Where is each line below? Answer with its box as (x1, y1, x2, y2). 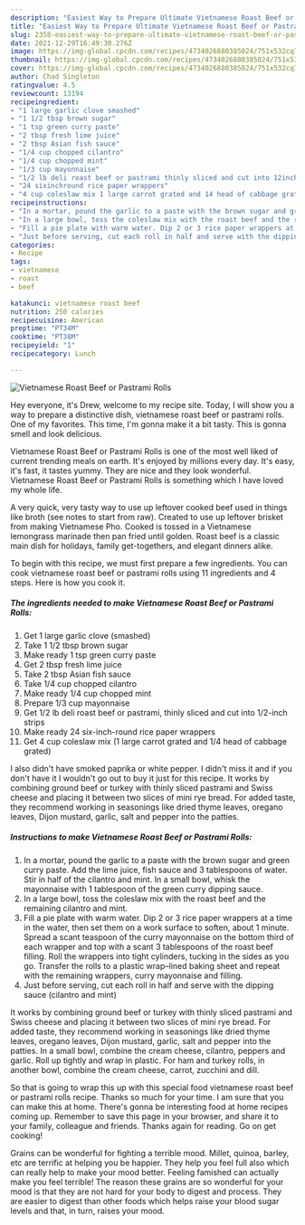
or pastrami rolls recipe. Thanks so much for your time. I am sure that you (10, 1091, 284, 1102)
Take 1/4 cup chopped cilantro (23, 678, 138, 688)
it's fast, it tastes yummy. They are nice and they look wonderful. (10, 465, 252, 476)
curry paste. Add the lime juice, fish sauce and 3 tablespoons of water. (23, 864, 288, 875)
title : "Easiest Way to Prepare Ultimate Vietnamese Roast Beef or (10, 22, 271, 31)
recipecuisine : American (10, 316, 104, 325)
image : (10, 47, 35, 56)
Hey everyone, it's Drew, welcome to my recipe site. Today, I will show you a (10, 399, 295, 410)
